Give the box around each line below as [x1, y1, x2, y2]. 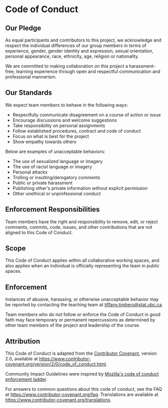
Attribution [5, 337, 40, 345]
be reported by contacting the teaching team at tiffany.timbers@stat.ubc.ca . [5, 302, 163, 308]
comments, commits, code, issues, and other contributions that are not [5, 224, 152, 230]
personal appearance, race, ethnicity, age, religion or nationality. [5, 53, 139, 59]
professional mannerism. [5, 74, 57, 79]
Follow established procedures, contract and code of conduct [12, 128, 141, 134]
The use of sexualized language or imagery [12, 158, 103, 164]
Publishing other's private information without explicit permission [12, 185, 148, 191]
